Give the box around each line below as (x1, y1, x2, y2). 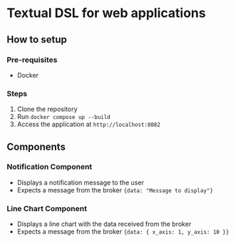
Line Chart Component (6, 203, 87, 213)
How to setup (6, 33, 67, 46)
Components (6, 140, 66, 152)
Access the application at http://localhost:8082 (16, 120, 161, 129)
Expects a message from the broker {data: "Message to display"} (16, 185, 213, 194)
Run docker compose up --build (16, 113, 111, 121)
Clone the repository (16, 105, 78, 113)
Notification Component (6, 162, 93, 172)
